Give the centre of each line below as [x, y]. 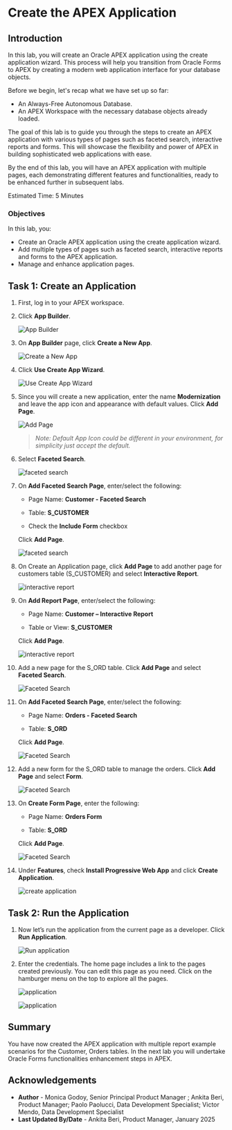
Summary [29, 1027]
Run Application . [43, 937]
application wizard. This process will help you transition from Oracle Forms [115, 62]
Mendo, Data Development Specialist [71, 1112]
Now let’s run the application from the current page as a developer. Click [121, 929]
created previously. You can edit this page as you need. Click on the [115, 971]
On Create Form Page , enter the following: [79, 803]
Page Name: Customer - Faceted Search [87, 500]
